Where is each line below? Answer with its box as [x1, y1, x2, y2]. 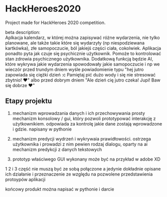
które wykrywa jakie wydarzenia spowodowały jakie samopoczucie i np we [5, 61, 160, 67]
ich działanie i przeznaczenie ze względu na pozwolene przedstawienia [5, 171, 153, 177]
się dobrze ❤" [5, 82, 35, 88]
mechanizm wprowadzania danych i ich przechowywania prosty [12, 110, 145, 116]
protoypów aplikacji [5, 176, 46, 182]
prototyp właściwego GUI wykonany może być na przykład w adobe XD [12, 156, 160, 162]
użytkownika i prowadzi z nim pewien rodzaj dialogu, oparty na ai [12, 141, 148, 147]
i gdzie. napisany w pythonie [12, 126, 72, 132]
